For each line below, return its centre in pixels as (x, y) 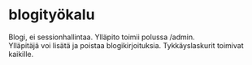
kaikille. (21, 54)
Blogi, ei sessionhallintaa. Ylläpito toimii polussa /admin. (102, 37)
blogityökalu (52, 15)
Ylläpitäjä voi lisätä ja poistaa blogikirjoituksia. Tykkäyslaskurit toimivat (126, 45)
